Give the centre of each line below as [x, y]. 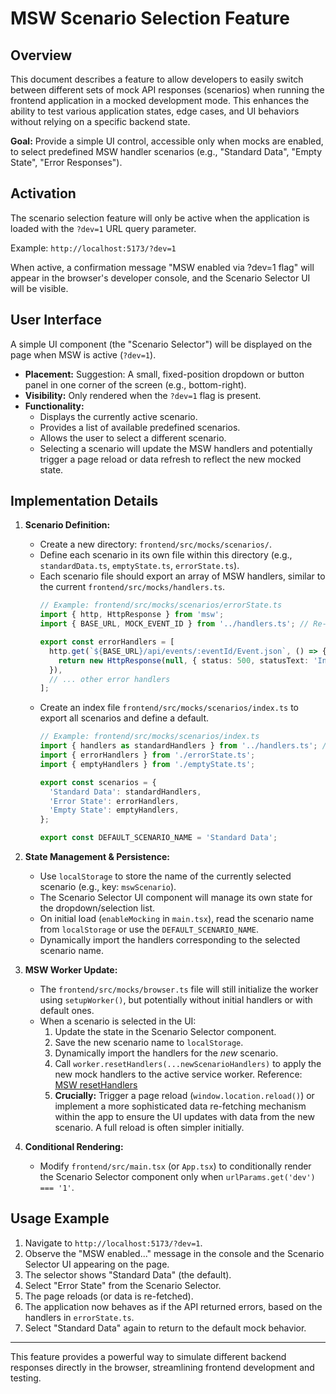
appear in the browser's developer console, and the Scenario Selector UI [160, 278]
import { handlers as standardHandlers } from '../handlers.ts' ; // [185, 746]
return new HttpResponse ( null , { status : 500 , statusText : [184, 660]
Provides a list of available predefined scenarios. [140, 427]
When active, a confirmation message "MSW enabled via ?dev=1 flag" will [162, 267]
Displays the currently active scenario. [118, 416]
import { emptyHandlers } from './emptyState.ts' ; [147, 764]
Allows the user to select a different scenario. [133, 438]
